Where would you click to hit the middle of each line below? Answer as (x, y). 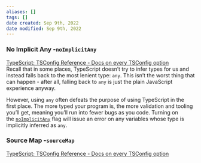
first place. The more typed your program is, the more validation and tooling (100, 106)
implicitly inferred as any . (37, 125)
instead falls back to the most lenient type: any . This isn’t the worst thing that (100, 75)
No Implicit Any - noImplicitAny (51, 50)
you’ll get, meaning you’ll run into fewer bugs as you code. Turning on (92, 112)
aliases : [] (21, 12)
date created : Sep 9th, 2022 (42, 23)
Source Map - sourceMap (40, 140)
